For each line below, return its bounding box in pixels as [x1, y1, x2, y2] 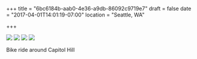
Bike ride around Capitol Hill [6, 47, 75, 53]
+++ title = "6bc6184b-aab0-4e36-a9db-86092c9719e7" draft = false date [6, 5, 192, 12]
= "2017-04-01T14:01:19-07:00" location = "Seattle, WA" [6, 11, 145, 18]
